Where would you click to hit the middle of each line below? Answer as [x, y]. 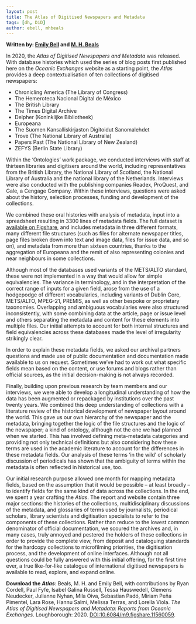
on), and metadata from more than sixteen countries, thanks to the [86, 246]
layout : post [22, 11]
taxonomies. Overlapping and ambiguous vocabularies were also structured [97, 307]
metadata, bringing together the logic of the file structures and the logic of [96, 424]
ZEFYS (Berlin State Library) [49, 149]
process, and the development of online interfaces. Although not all [87, 554]
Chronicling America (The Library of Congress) [71, 92]
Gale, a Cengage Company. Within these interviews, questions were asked [96, 191]
